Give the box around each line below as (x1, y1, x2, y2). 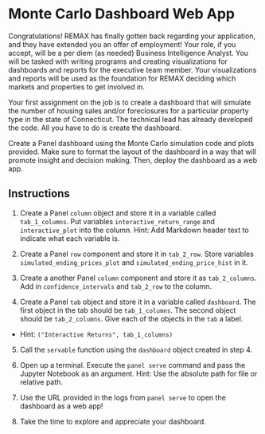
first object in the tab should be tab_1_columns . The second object (19, 305, 236, 315)
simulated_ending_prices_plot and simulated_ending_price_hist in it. (19, 257, 248, 267)
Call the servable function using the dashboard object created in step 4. (19, 345, 253, 354)
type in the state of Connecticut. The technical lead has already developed (8, 114, 253, 124)
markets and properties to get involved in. (8, 81, 146, 92)
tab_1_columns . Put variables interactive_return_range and (19, 216, 215, 226)
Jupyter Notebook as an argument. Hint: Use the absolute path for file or (19, 369, 258, 378)
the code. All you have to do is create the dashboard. (8, 123, 182, 132)
